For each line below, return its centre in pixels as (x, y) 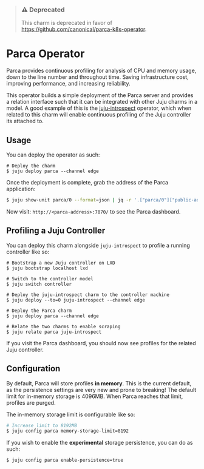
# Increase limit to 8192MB (42, 425)
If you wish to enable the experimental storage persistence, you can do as (100, 443)
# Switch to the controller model (50, 278)
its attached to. (25, 121)
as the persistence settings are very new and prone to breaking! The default (101, 390)
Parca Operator (46, 54)
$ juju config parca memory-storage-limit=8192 (68, 431)
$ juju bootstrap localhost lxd (47, 268)
